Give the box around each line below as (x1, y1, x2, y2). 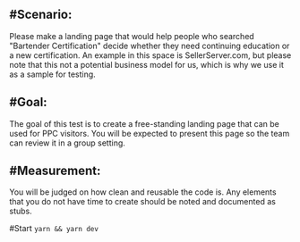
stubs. (9, 205, 33, 217)
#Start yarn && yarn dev (9, 223, 99, 234)
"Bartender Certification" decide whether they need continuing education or (9, 40, 290, 51)
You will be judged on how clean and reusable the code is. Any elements (9, 187, 277, 197)
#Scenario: (9, 7, 73, 22)
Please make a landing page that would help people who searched (9, 30, 255, 41)
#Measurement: (9, 163, 101, 179)
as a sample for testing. (9, 69, 96, 79)
